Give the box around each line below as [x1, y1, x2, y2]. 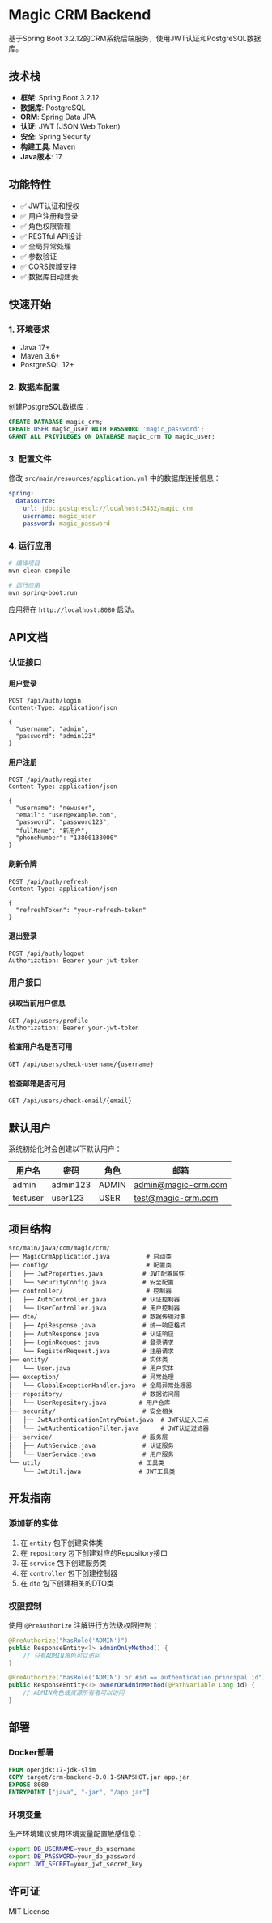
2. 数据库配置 [8, 382, 60, 393]
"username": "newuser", [15, 804, 96, 813]
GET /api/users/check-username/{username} [8, 1060, 154, 1069]
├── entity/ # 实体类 [8, 1356, 168, 1364]
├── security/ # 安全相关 [8, 1407, 174, 1416]
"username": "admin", [15, 725, 89, 733]
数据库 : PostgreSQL [19, 103, 87, 112]
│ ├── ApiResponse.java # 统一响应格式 [8, 1321, 186, 1329]
